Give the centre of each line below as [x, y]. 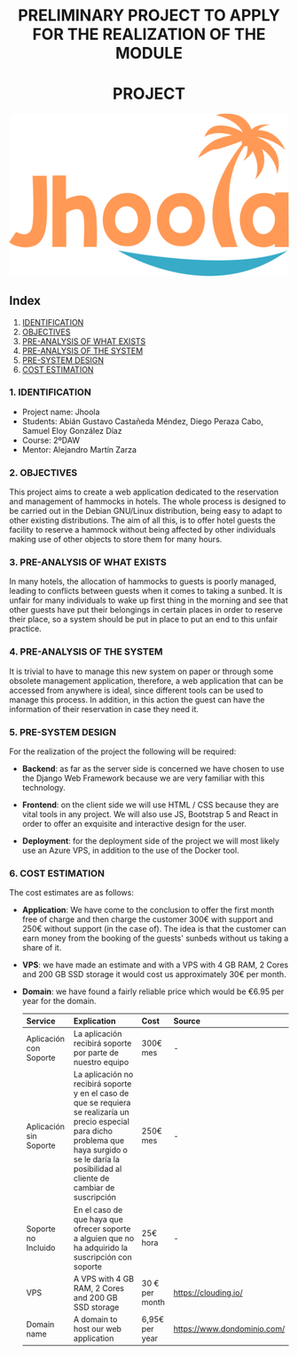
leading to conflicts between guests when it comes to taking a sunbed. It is [146, 591]
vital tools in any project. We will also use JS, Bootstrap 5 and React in [150, 814]
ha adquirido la [101, 1247]
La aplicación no [104, 1074]
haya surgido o [101, 1150]
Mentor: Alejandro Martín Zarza [79, 449]
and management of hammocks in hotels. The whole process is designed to [148, 501]
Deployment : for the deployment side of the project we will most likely [150, 841]
